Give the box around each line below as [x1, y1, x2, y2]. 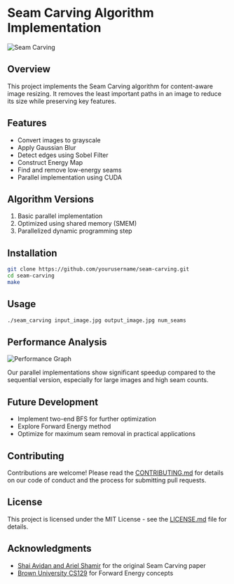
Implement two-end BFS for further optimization [17, 415, 156, 423]
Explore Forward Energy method [17, 422, 111, 430]
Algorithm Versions [7, 193, 95, 205]
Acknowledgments [7, 543, 92, 555]
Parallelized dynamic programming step [17, 226, 132, 236]
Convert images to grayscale [17, 135, 101, 144]
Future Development [7, 396, 99, 408]
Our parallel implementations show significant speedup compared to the [7, 368, 216, 376]
